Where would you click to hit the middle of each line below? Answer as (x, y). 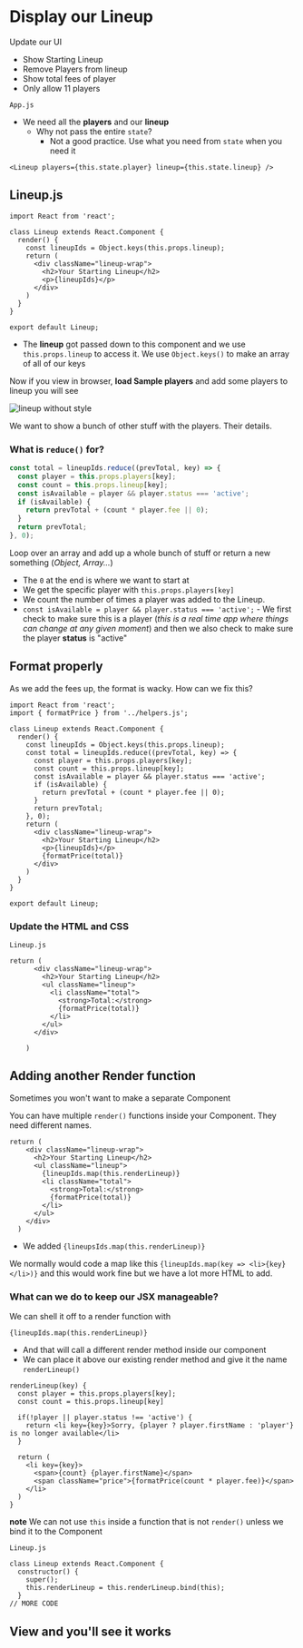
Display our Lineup (82, 17)
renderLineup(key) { (49, 1386)
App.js (22, 105)
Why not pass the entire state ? (94, 131)
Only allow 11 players (61, 88)
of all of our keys (54, 363)
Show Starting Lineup (63, 59)
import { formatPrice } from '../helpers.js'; (99, 713)
